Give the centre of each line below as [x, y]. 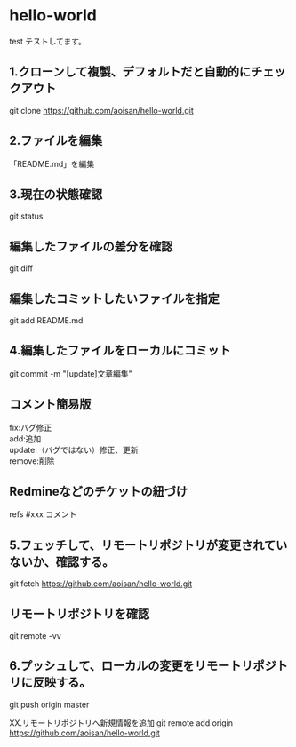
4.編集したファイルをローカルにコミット [120, 350]
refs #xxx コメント [43, 514]
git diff [21, 268]
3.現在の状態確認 [56, 194]
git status [26, 216]
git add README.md [46, 320]
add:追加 [25, 438]
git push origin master [49, 704]
